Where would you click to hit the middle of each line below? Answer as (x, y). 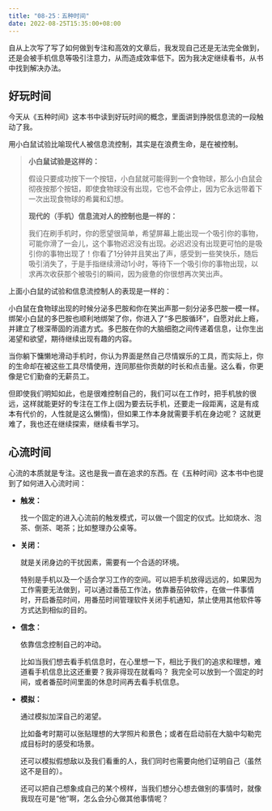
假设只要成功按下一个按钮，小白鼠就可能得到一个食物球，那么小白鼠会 (145, 178)
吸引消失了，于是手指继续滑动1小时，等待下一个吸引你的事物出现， (140, 264)
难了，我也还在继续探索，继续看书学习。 (76, 424)
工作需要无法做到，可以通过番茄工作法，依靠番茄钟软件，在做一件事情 (137, 590)
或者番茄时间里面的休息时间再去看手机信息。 (109, 682)
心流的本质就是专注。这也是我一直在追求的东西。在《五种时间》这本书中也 (132, 473)
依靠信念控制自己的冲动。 (63, 645)
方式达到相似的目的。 (55, 610)
